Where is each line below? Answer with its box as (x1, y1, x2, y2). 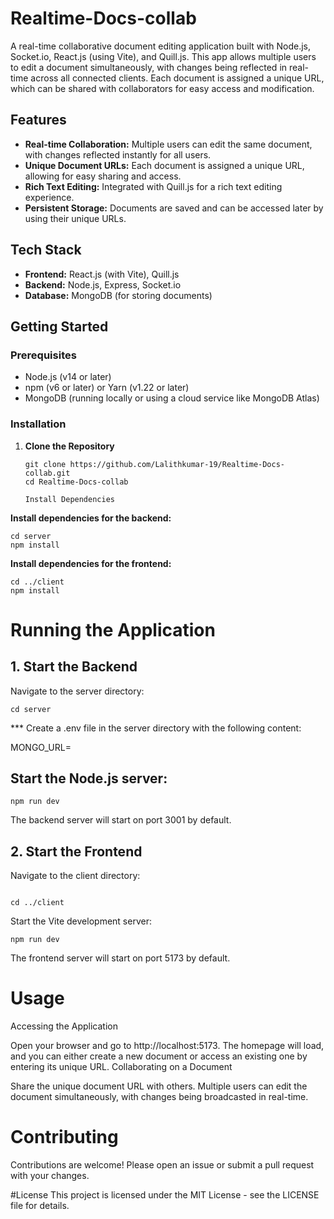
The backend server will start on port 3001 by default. (10, 814, 232, 826)
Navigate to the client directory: (10, 870, 141, 882)
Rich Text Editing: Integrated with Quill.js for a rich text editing (24, 180, 283, 192)
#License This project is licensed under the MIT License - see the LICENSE (10, 1189, 320, 1201)
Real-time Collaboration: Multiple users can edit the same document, (24, 138, 313, 150)
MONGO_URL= (10, 741, 72, 753)
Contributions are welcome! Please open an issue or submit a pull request (10, 1159, 315, 1171)
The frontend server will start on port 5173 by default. (10, 952, 231, 964)
